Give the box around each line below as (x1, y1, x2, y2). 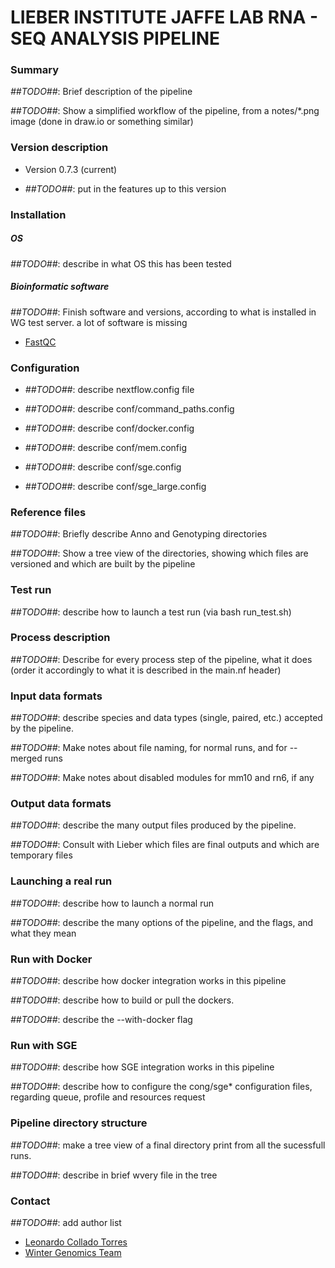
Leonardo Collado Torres (24, 1236, 128, 1248)
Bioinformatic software (10, 281, 110, 293)
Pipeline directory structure (10, 1116, 148, 1130)
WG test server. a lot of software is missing (10, 316, 188, 328)
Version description (10, 141, 109, 155)
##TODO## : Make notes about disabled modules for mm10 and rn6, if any (10, 772, 315, 784)
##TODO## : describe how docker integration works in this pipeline (10, 975, 287, 987)
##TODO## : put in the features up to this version (24, 182, 227, 195)
